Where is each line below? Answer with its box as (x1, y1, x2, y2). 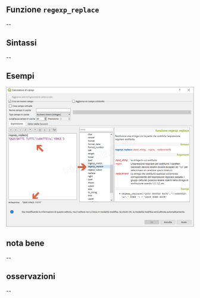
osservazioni (6, 271, 55, 282)
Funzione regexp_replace (6, 5, 99, 15)
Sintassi (6, 38, 37, 48)
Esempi (6, 71, 35, 81)
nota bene (6, 238, 45, 249)
